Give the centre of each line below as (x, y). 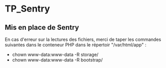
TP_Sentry (27, 9)
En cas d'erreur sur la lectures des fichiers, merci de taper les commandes (83, 39)
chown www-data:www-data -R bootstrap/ (57, 60)
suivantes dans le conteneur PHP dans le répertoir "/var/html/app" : (76, 45)
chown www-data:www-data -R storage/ (55, 54)
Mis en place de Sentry (42, 27)
